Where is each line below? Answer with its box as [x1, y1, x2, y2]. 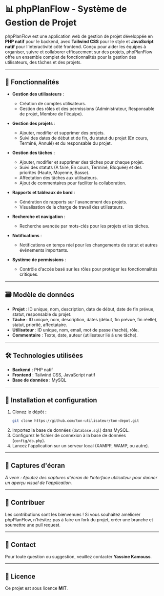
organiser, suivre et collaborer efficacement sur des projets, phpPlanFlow [5, 49, 153, 55]
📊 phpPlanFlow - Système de [5, 3, 127, 15]
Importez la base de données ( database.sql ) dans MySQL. [12, 427, 130, 433]
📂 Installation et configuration [5, 396, 98, 404]
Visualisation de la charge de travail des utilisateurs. [19, 204, 124, 210]
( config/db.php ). [12, 438, 45, 443]
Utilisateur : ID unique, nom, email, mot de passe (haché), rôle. [12, 327, 139, 332]
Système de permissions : [12, 257, 66, 263]
